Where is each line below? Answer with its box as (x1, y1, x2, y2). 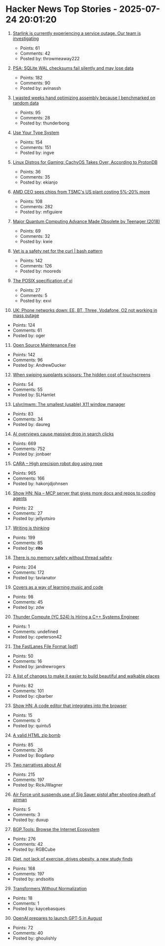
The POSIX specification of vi (12, 277, 73, 283)
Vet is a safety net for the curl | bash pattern (12, 248, 103, 254)
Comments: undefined (12, 628, 59, 635)
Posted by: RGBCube (12, 846, 56, 852)
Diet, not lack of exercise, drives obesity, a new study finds (12, 856, 133, 862)
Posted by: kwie (20, 238, 53, 244)
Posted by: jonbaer (12, 451, 51, 457)
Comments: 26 (12, 747, 43, 753)
